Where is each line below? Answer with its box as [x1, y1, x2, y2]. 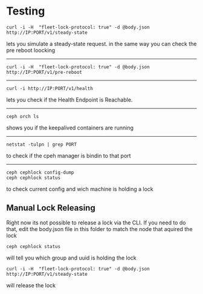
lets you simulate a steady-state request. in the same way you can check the [6, 40, 198, 47]
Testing [6, 4, 45, 18]
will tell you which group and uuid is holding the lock [6, 254, 137, 261]
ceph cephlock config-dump [6, 169, 74, 175]
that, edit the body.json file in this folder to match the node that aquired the [6, 225, 193, 232]
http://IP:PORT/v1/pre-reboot [6, 69, 83, 75]
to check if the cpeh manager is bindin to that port [6, 152, 131, 159]
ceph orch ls [6, 113, 39, 119]
